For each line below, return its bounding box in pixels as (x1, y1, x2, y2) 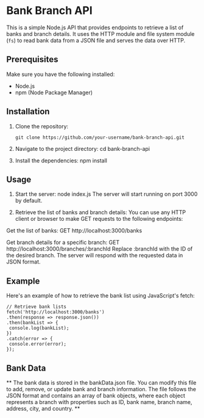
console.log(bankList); (9, 325, 69, 332)
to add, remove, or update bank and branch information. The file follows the (6, 386, 197, 392)
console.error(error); (9, 341, 67, 347)
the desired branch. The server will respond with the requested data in (6, 252, 183, 259)
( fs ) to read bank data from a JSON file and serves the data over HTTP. (6, 37, 186, 44)
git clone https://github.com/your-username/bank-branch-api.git (15, 134, 185, 141)
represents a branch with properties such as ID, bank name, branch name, (6, 399, 192, 405)
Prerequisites (6, 54, 58, 64)
